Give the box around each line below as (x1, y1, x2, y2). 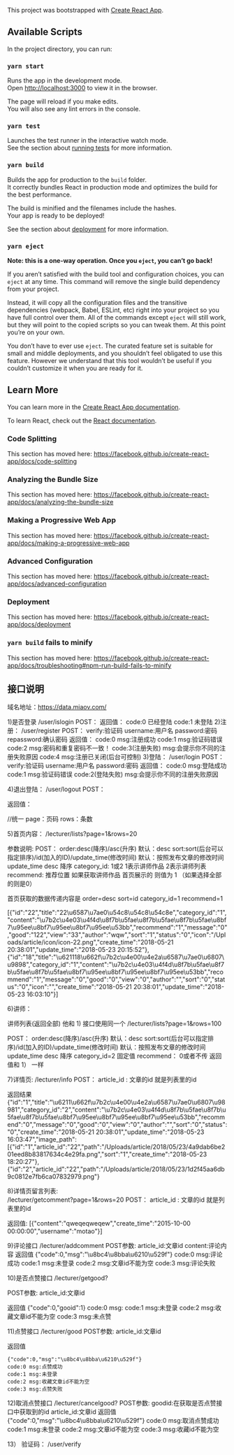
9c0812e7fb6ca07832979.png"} (7, 1172, 100, 1181)
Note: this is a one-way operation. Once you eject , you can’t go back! (7, 257, 213, 264)
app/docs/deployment (7, 620, 71, 629)
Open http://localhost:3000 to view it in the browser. (7, 84, 158, 92)
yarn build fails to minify (7, 638, 93, 648)
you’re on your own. (7, 328, 65, 336)
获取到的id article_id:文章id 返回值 (19, 1407, 117, 1416)
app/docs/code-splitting (7, 457, 78, 466)
